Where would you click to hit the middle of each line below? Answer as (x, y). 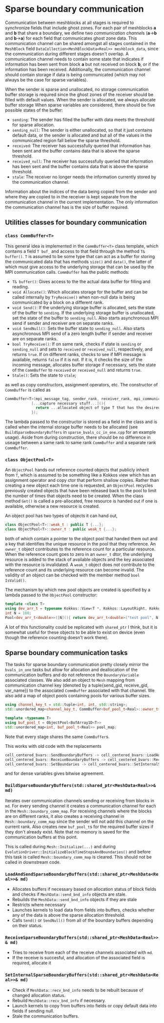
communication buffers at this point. (41, 837)
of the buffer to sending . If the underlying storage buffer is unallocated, (83, 312)
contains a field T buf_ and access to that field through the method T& (75, 251)
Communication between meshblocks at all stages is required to (70, 23)
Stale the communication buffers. (46, 1016)
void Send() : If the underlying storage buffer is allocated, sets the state (83, 308)
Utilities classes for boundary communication (76, 223)
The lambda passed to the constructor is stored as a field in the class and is (81, 422)
